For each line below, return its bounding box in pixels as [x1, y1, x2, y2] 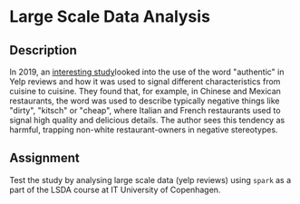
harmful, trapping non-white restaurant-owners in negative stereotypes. [9, 124, 278, 135]
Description [9, 43, 77, 58]
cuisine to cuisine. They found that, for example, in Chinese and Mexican [9, 86, 281, 96]
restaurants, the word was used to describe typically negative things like [9, 95, 280, 106]
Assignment [9, 151, 80, 166]
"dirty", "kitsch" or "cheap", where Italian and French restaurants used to [9, 105, 281, 115]
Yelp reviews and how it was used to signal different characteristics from [9, 76, 281, 87]
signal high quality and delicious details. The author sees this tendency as [9, 115, 285, 125]
